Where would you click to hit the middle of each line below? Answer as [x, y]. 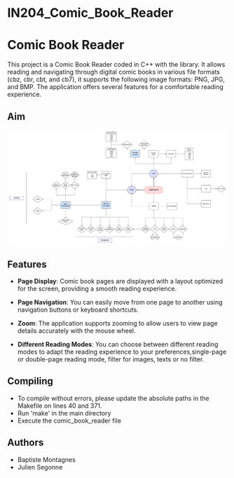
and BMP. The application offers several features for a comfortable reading [116, 87]
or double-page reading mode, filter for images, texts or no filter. [111, 359]
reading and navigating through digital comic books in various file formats [114, 72]
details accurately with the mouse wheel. [76, 331]
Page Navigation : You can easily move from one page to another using [120, 303]
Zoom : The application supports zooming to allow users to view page [118, 324]
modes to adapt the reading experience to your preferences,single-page [122, 352]
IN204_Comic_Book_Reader [90, 13]
